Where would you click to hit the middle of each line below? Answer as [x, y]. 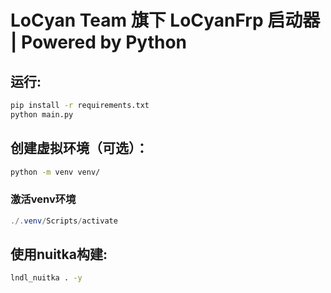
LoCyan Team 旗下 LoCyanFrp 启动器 [165, 20]
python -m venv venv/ [55, 172]
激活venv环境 [43, 199]
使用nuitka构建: [59, 254]
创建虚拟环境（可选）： [79, 148]
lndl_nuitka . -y [46, 278]
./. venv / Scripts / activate [64, 221]
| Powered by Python [98, 42]
